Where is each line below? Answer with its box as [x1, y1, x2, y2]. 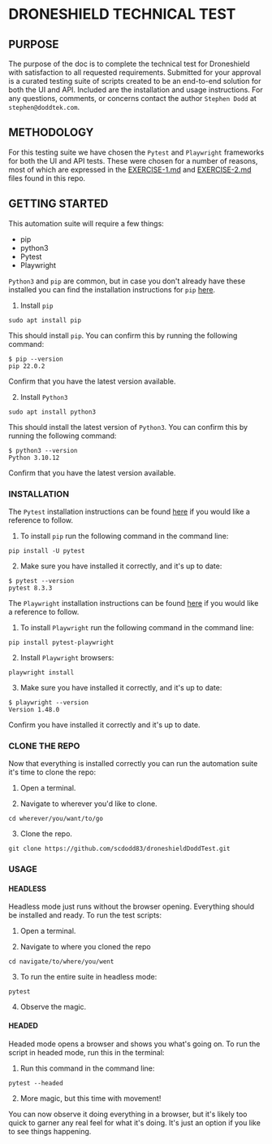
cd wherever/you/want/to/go [8, 815, 104, 823]
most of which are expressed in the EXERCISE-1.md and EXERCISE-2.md [8, 164, 252, 174]
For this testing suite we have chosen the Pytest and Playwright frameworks [8, 147, 265, 157]
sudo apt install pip [8, 316, 82, 324]
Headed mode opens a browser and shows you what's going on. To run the [8, 1039, 261, 1049]
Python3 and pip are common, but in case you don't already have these [8, 276, 246, 286]
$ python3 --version [8, 446, 79, 454]
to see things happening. [8, 1126, 92, 1136]
